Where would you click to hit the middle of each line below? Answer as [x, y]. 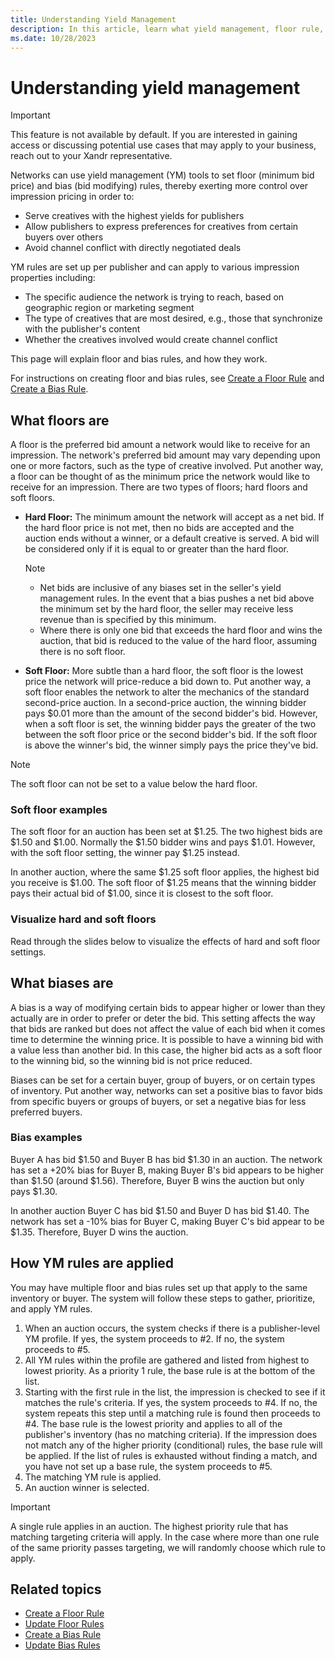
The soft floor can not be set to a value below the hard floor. [134, 784]
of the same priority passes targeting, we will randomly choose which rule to [168, 1547]
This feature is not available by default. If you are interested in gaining [154, 135]
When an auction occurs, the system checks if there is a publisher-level [172, 1328]
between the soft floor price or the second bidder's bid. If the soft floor [171, 735]
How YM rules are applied [92, 1263]
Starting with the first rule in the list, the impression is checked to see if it [175, 1392]
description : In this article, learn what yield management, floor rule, [167, 29]
